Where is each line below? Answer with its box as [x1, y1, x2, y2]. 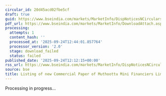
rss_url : [5, 62, 23, 67]
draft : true [5, 12, 30, 17]
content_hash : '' [9, 35, 45, 40]
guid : [5, 16, 16, 21]
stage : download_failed [9, 48, 58, 53]
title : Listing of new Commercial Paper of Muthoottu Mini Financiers [5, 72, 154, 77]
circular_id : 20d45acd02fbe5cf [5, 7, 70, 12]
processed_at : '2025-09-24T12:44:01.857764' [9, 40, 103, 45]
